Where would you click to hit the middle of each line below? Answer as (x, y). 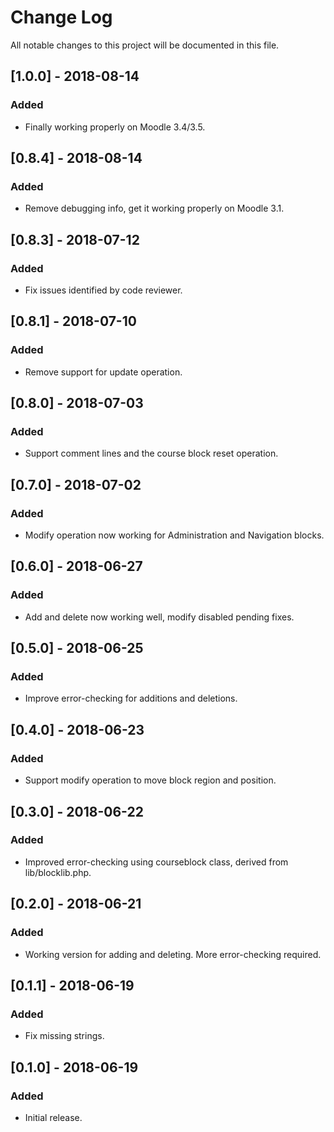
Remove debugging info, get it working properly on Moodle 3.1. (154, 208)
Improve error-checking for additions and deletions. (131, 698)
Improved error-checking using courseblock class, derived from (156, 862)
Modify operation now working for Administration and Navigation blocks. (174, 535)
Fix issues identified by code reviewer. (103, 290)
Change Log (61, 17)
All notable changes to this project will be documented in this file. (145, 45)
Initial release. (53, 1117)
